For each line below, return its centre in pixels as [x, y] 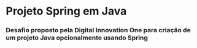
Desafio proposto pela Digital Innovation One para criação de [98, 30]
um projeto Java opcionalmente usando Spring [77, 38]
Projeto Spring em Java [66, 11]
